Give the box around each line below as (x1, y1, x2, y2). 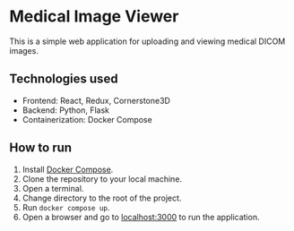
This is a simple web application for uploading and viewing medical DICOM (9, 36, 286, 47)
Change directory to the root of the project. (22, 192, 182, 203)
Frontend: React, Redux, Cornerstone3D (22, 95, 170, 106)
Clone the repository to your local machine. (22, 173, 182, 184)
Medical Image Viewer (9, 6, 179, 27)
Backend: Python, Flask (22, 105, 110, 115)
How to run (9, 141, 73, 156)
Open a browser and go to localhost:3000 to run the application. (22, 211, 260, 222)
